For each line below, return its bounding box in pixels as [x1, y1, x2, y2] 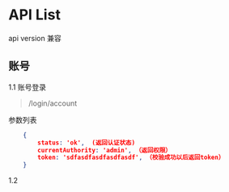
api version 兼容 [8, 33, 62, 43]
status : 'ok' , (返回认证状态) [37, 139, 136, 147]
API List [8, 6, 61, 24]
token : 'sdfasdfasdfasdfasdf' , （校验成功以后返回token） [37, 153, 225, 162]
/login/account [28, 98, 78, 108]
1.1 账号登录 [8, 82, 47, 92]
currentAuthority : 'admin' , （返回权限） [37, 146, 172, 154]
